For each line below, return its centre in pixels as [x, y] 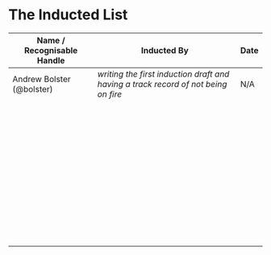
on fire [110, 94]
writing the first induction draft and [163, 74]
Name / [51, 40]
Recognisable [51, 50]
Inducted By [165, 50]
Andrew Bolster [42, 79]
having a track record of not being [162, 84]
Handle [51, 60]
